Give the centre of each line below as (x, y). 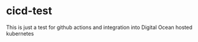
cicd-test (29, 11)
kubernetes (20, 33)
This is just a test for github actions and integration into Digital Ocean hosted (99, 27)
